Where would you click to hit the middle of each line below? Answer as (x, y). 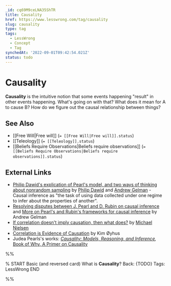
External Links (28, 172)
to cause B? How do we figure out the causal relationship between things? (83, 107)
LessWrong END (22, 269)
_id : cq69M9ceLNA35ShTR (31, 10)
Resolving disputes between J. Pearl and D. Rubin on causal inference (86, 206)
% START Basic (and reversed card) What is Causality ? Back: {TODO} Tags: (85, 264)
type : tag (16, 29)
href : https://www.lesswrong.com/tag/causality (57, 19)
